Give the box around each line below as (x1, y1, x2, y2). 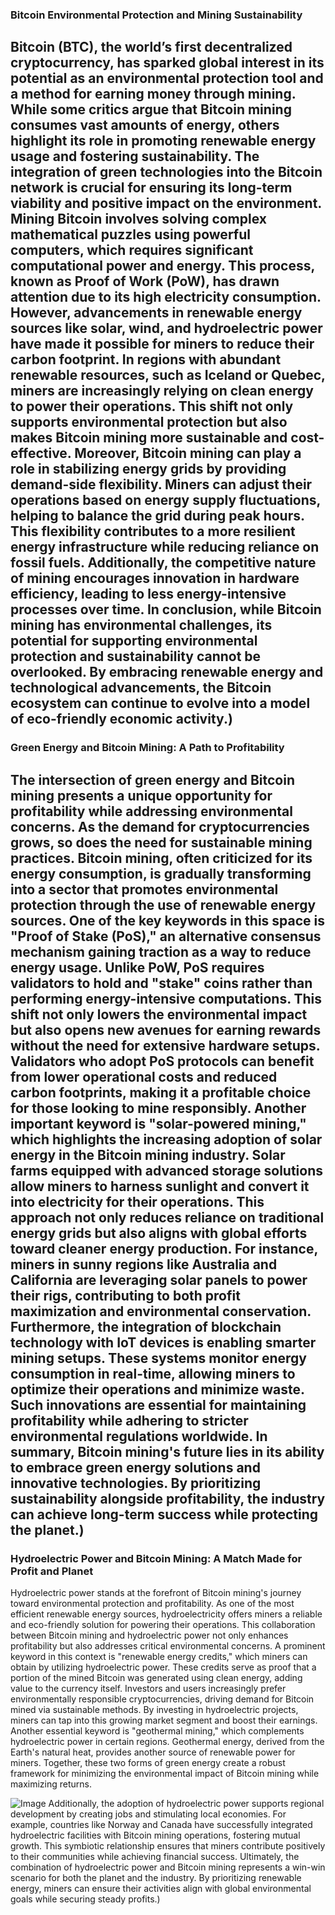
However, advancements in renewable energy (10, 304, 303, 322)
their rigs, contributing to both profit (10, 1287, 241, 1304)
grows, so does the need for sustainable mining (10, 834, 313, 851)
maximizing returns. (10, 1778, 92, 1790)
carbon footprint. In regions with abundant (10, 351, 282, 368)
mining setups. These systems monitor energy (10, 1349, 307, 1367)
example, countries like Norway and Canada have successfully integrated (10, 1818, 313, 1830)
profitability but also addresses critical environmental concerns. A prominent (10, 1639, 326, 1652)
